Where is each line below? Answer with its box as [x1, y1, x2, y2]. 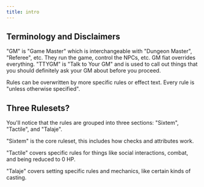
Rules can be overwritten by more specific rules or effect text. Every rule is [6, 79, 195, 86]
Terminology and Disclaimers [6, 32, 120, 42]
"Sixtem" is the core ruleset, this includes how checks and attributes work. [6, 138, 194, 145]
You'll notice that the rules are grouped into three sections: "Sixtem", [6, 119, 179, 127]
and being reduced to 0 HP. [6, 156, 76, 163]
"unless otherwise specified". [6, 85, 81, 93]
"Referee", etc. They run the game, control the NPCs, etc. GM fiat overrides [6, 54, 195, 62]
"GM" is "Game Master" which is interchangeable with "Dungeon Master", [6, 48, 192, 55]
